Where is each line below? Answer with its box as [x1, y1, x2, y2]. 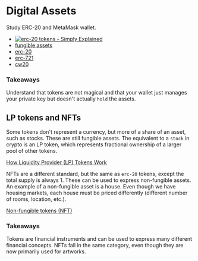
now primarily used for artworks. [6, 248, 86, 255]
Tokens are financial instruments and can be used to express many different [6, 235, 192, 243]
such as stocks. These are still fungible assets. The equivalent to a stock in [6, 135, 190, 142]
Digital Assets [6, 4, 77, 18]
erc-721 [14, 54, 34, 61]
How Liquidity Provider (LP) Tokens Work [6, 159, 107, 166]
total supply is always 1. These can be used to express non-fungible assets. [6, 177, 191, 184]
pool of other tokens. [6, 147, 58, 155]
